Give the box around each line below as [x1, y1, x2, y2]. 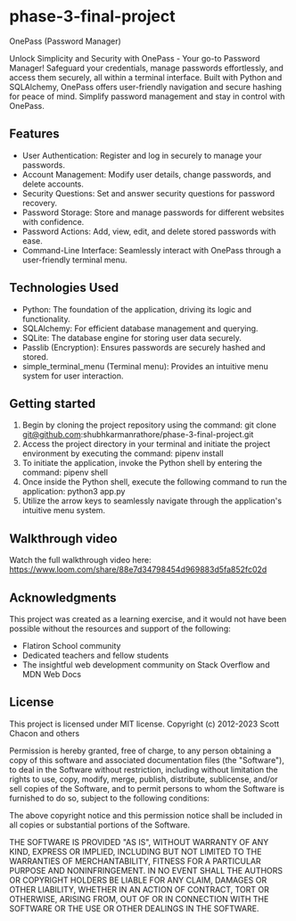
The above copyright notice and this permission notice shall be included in [9, 809, 283, 820]
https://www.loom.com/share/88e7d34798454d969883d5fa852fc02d [9, 564, 267, 575]
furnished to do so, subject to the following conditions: [9, 792, 210, 803]
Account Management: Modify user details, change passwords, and [21, 169, 272, 179]
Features [9, 127, 60, 142]
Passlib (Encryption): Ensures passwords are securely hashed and [21, 342, 266, 353]
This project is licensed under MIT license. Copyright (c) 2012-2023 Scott [9, 718, 280, 729]
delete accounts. [21, 178, 85, 189]
